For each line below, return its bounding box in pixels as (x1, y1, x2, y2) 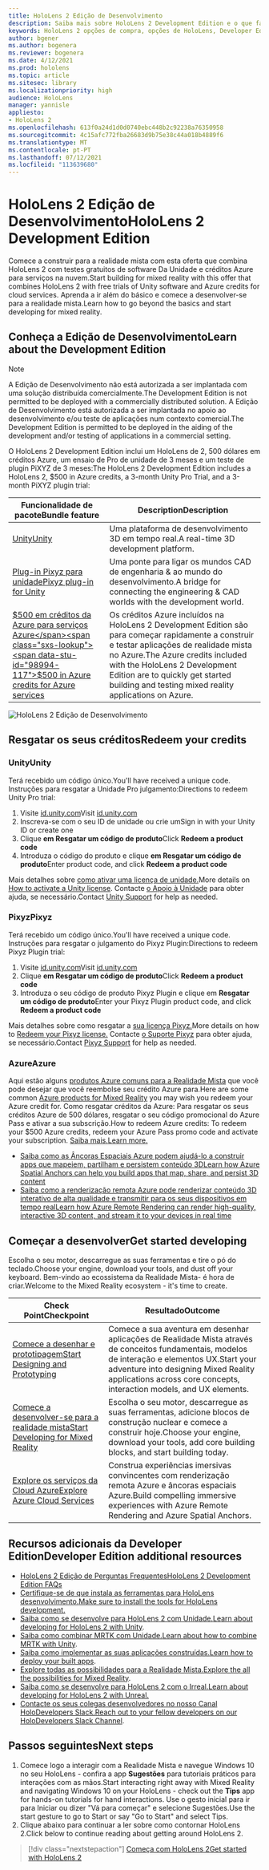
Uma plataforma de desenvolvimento (109, 523, 248, 534)
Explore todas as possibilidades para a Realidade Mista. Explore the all (19, 1665, 251, 1674)
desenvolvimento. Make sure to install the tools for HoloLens (19, 1597, 218, 1606)
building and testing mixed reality (109, 679, 235, 690)
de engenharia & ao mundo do (109, 566, 223, 577)
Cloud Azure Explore (12, 1484, 88, 1496)
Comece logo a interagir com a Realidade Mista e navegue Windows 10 (19, 1760, 255, 1770)
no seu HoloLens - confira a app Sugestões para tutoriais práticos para (19, 1769, 256, 1779)
